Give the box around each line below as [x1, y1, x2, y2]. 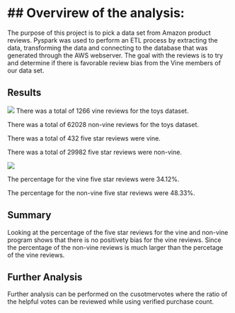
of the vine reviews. [7, 251, 65, 259]
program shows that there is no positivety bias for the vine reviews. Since [7, 236, 222, 244]
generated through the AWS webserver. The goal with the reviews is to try [7, 51, 224, 60]
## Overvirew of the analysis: [7, 5, 185, 21]
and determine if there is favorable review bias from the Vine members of [7, 58, 222, 67]
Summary [7, 209, 52, 221]
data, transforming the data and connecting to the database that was [7, 43, 208, 52]
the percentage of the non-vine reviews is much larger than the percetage [7, 243, 224, 251]
